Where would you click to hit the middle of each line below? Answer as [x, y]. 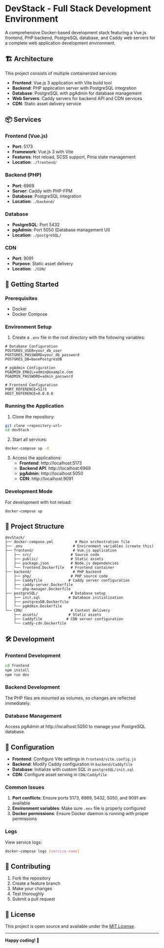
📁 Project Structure [35, 526]
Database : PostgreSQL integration [47, 196]
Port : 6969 [23, 186]
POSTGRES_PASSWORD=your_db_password [42, 355]
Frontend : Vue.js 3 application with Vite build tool [62, 83]
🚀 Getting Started [32, 284]
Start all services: [30, 440]
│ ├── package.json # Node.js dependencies [62, 563]
